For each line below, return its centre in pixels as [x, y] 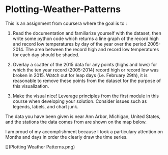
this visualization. [31, 86]
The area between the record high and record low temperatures [92, 49]
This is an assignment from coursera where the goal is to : [66, 23]
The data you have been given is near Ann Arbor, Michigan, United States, [83, 116]
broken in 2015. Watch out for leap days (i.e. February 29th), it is [80, 75]
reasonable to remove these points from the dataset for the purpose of [87, 81]
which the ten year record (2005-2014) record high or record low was [86, 70]
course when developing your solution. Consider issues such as [80, 101]
